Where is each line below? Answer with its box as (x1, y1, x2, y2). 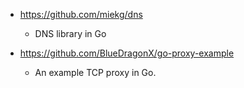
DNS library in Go (34, 28, 107, 39)
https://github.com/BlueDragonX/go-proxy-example (19, 47, 235, 59)
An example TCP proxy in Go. (34, 67, 157, 78)
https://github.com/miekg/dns (19, 9, 143, 20)
